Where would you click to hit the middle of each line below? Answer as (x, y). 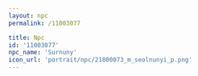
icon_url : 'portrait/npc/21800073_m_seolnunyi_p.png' (101, 60)
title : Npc (27, 38)
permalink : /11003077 (45, 23)
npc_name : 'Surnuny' (43, 53)
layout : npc (28, 16)
